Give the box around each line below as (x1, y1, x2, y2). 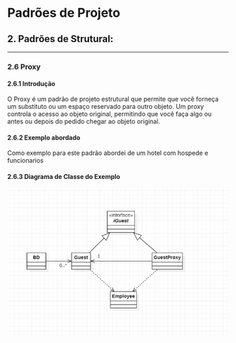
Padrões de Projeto (7, 5, 121, 21)
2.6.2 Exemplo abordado (7, 133, 81, 142)
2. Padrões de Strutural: (7, 33, 114, 45)
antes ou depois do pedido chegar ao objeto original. (7, 117, 160, 126)
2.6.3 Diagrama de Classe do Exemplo (7, 172, 121, 180)
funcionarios (7, 156, 44, 165)
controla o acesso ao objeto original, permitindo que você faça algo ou (7, 110, 212, 119)
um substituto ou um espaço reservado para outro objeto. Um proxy (7, 102, 204, 111)
